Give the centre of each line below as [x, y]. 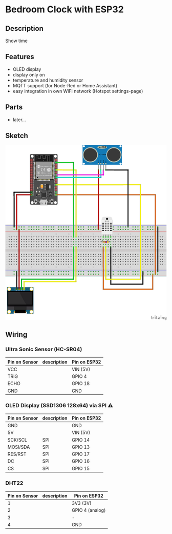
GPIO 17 [81, 454]
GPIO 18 [81, 384]
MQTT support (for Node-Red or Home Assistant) [65, 85]
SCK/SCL [17, 440]
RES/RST [17, 454]
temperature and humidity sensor [48, 80]
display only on [29, 74]
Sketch [17, 136]
